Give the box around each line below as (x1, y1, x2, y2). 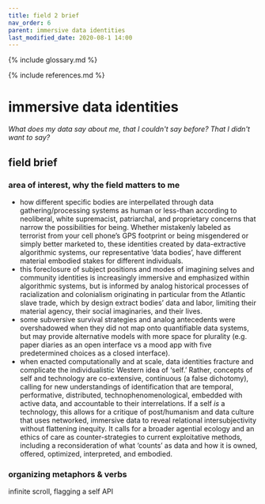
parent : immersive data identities (8, 26, 126, 34)
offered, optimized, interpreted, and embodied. (19, 449, 172, 458)
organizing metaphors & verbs (8, 468, 127, 480)
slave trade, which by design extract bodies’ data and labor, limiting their (19, 298, 257, 307)
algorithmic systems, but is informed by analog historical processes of (19, 281, 249, 291)
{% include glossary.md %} (8, 55, 97, 65)
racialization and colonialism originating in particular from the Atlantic (19, 289, 246, 299)
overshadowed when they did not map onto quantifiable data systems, (19, 323, 249, 333)
